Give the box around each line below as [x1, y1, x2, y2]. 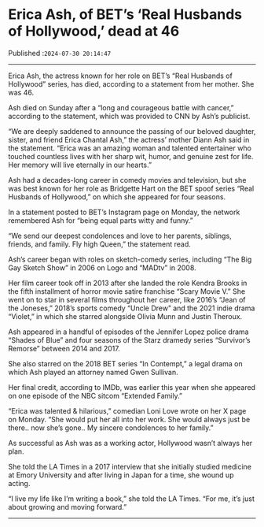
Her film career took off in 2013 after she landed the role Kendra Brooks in [8, 278, 247, 288]
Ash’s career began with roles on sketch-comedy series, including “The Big [8, 254, 252, 264]
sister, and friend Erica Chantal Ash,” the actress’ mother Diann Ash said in [8, 135, 250, 144]
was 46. [8, 87, 34, 97]
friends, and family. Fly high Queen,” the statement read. [8, 239, 191, 249]
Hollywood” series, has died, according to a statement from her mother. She [8, 79, 255, 88]
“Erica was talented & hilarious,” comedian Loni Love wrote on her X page [8, 406, 247, 415]
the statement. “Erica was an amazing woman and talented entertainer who [8, 143, 251, 153]
